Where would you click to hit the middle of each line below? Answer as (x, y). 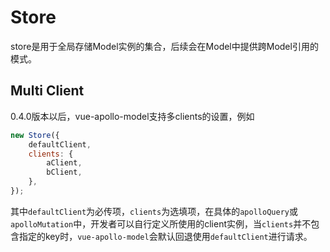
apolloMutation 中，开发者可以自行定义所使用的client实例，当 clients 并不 (161, 223)
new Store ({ (35, 135)
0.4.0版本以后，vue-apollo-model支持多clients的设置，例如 (132, 116)
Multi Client (47, 91)
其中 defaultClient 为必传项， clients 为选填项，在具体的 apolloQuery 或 (154, 211)
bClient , (64, 172)
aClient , (64, 163)
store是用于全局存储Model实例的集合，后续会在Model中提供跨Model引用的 (164, 46)
